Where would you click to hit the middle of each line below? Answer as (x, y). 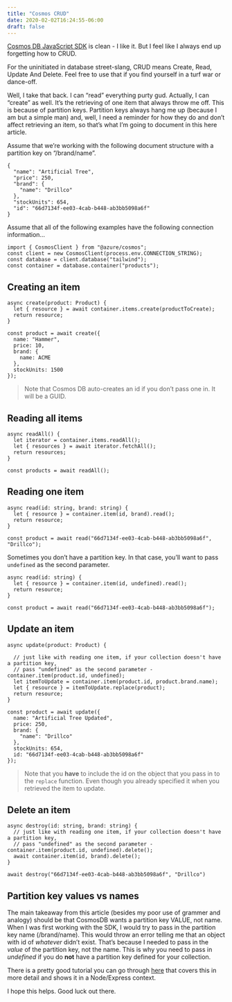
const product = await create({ (54, 334)
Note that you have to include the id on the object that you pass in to (122, 773)
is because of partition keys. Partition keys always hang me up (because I (112, 110)
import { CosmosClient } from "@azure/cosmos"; (77, 247)
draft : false (26, 26)
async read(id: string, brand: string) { (68, 508)
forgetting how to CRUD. (42, 54)
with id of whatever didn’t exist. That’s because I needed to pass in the (108, 942)
